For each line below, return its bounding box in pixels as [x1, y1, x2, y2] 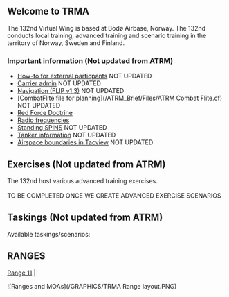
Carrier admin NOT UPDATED [17, 79, 102, 87]
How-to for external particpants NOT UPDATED [17, 72, 152, 80]
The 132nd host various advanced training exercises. [7, 176, 158, 185]
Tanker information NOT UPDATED [17, 131, 116, 139]
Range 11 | [7, 269, 36, 277]
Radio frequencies [17, 116, 70, 124]
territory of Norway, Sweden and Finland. [7, 38, 125, 47]
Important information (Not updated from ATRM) [7, 56, 174, 65]
